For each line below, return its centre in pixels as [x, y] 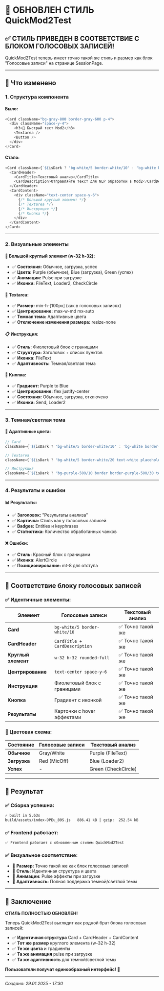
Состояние [21, 745]
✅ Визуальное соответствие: [41, 855]
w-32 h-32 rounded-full [82, 658]
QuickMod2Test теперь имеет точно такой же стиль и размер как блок [79, 58]
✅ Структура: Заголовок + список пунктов [57, 352]
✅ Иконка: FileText [31, 358]
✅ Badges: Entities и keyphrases [45, 526]
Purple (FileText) [108, 753]
